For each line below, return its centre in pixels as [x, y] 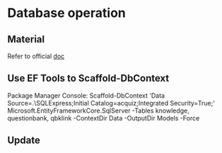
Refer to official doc [36, 56]
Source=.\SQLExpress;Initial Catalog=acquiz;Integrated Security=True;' [111, 103]
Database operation [66, 13]
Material [26, 39]
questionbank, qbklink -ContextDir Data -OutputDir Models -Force [104, 118]
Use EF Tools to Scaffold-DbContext [88, 78]
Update [24, 141]
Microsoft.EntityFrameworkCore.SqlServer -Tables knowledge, [98, 110]
